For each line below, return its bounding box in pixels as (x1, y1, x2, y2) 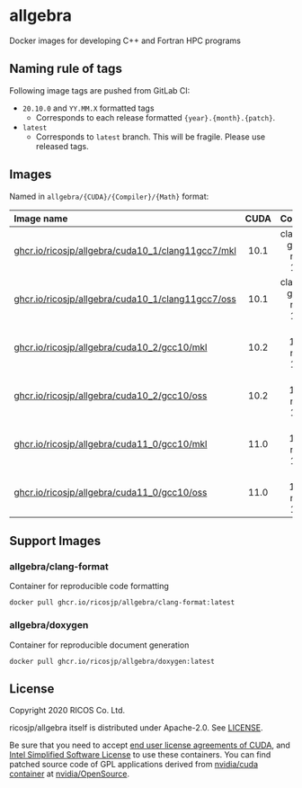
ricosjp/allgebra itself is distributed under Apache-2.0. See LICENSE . (9, 722, 263, 733)
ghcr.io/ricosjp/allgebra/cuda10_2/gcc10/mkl (13, 341, 208, 354)
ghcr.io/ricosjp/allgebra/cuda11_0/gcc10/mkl (13, 437, 208, 450)
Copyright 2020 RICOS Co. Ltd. (9, 705, 126, 716)
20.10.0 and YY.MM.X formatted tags (22, 103, 155, 113)
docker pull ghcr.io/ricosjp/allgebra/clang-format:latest (9, 598, 235, 607)
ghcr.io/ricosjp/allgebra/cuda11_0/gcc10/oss (13, 486, 208, 498)
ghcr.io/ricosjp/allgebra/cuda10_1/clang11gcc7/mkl (13, 244, 236, 256)
